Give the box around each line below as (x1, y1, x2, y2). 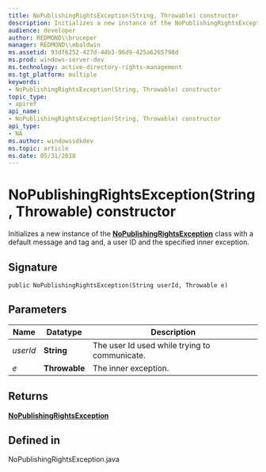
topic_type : (8, 93, 47, 101)
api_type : (8, 122, 41, 130)
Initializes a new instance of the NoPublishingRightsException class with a (8, 229, 254, 239)
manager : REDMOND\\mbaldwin (8, 41, 101, 49)
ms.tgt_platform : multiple (8, 71, 97, 79)
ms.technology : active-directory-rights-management (8, 63, 182, 71)
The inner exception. (92, 363, 169, 374)
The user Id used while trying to (92, 340, 211, 351)
